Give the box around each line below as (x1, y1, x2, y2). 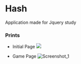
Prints (5, 32, 20, 39)
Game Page (12, 53, 37, 60)
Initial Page (12, 44, 35, 50)
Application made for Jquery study (5, 19, 77, 25)
